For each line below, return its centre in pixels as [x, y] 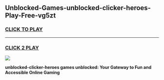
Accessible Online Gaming [32, 72]
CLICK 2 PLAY [22, 48]
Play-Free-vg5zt [31, 16]
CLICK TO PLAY [24, 30]
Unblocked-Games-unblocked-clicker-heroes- [78, 8]
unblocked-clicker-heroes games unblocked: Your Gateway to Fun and [78, 67]
